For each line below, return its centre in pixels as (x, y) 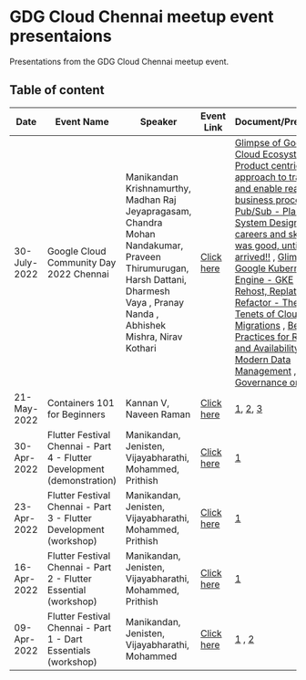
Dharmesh (148, 291)
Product (252, 165)
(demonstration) (82, 480)
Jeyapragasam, (159, 211)
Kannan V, (148, 403)
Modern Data (263, 360)
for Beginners (76, 414)
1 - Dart (65, 639)
